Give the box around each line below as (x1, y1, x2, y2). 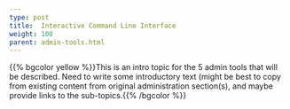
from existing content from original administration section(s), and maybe (9, 81, 273, 91)
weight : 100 (9, 29, 53, 38)
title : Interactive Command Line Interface (9, 21, 176, 30)
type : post (9, 12, 50, 22)
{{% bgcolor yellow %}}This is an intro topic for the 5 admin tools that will (9, 62, 278, 73)
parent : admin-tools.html (9, 37, 105, 47)
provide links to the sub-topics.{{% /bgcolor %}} (9, 90, 187, 101)
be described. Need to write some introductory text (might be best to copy (9, 72, 282, 82)
